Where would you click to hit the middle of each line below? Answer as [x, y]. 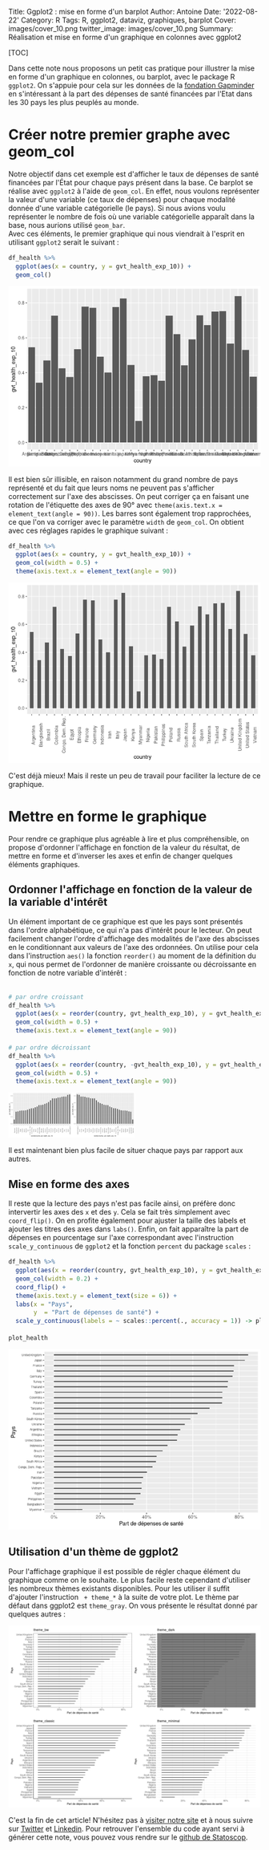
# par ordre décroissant [50, 1047]
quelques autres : [37, 1614]
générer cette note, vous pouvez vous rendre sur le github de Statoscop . [128, 1837]
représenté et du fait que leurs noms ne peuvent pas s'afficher [111, 488]
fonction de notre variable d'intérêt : [68, 972]
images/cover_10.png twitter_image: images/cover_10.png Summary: [121, 28]
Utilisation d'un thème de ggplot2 [93, 1552]
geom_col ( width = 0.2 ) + [57, 1279]
